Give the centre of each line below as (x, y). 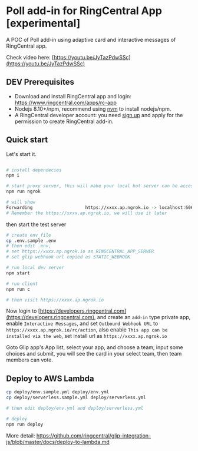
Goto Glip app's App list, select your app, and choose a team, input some (95, 347)
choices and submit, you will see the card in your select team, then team (94, 354)
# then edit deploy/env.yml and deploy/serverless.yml (75, 408)
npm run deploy (25, 424)
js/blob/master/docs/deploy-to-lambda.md (58, 442)
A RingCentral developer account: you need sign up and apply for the (99, 115)
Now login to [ (23, 311)
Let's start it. (22, 154)
